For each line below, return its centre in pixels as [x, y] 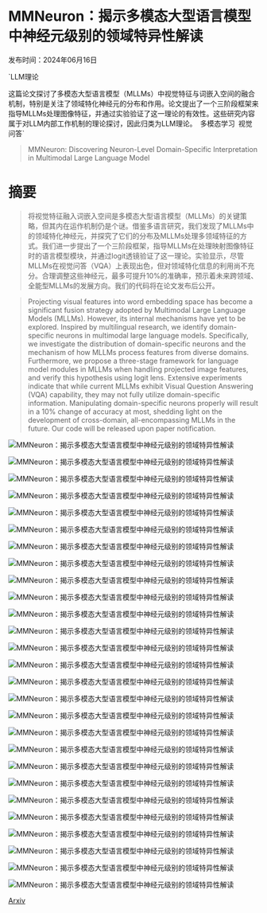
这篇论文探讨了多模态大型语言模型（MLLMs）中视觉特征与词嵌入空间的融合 [132, 93]
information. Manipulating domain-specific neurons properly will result [143, 403]
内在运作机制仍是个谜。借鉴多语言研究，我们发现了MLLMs [151, 226]
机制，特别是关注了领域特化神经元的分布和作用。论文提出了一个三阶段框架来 [133, 103]
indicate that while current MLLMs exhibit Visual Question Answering [141, 386]
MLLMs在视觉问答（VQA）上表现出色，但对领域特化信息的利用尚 [134, 265]
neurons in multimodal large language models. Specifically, [152, 335]
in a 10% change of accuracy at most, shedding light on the [125, 412]
